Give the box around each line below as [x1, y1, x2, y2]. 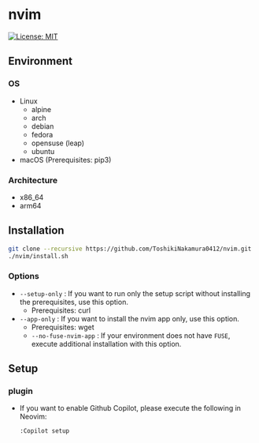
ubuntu [31, 146, 55, 156]
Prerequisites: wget [31, 322, 94, 332]
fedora [31, 130, 54, 139]
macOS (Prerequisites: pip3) [19, 155, 112, 164]
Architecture [8, 175, 58, 186]
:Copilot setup [19, 427, 70, 435]
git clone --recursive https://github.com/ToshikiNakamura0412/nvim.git [8, 245, 252, 253]
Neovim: [19, 412, 47, 422]
